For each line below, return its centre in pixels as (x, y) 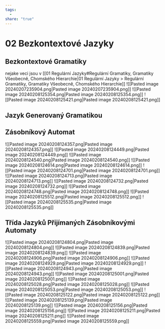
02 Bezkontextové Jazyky (60, 43)
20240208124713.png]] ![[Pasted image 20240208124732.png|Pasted (77, 181)
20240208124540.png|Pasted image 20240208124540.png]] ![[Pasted (77, 160)
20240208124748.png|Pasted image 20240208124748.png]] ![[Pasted (77, 191)
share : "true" (20, 19)
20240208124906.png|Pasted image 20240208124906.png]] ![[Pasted (77, 258)
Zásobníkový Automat (40, 132)
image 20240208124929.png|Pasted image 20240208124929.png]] (74, 263)
